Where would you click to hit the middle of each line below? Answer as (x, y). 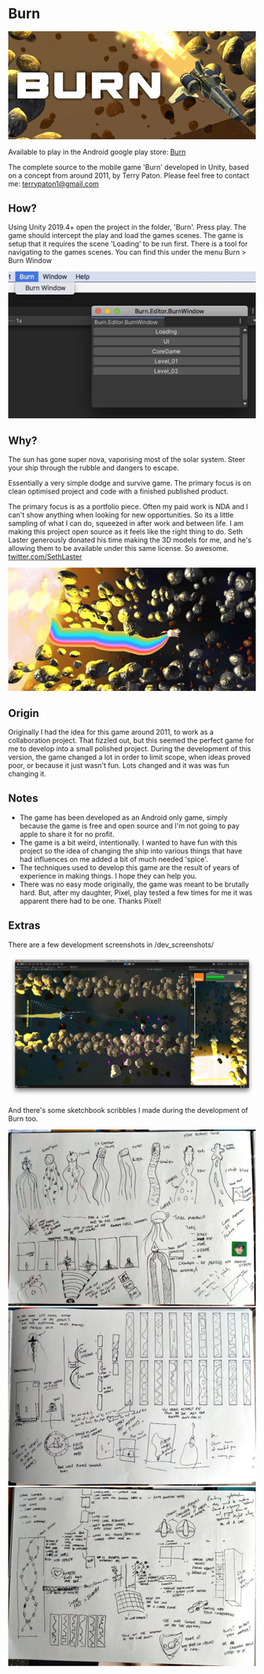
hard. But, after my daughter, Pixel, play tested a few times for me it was (136, 892)
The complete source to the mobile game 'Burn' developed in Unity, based (128, 167)
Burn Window (30, 261)
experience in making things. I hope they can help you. (108, 876)
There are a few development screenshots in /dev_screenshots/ (111, 945)
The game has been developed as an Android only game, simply (123, 817)
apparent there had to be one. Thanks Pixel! (90, 901)
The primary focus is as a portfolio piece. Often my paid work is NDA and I (128, 507)
